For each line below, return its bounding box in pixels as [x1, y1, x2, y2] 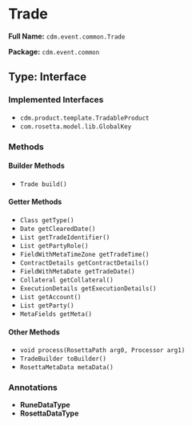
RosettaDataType [19, 408, 79, 418]
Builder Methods [8, 161, 66, 171]
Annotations [8, 382, 58, 393]
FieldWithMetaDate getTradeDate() [19, 267, 135, 275]
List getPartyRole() [19, 241, 89, 250]
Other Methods [8, 327, 60, 337]
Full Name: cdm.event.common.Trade [8, 31, 126, 41]
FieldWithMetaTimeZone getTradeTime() [19, 250, 150, 258]
